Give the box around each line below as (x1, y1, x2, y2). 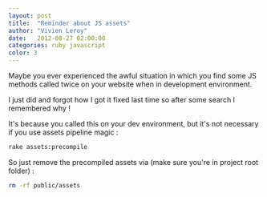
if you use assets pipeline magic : (8, 127, 119, 137)
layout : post (8, 11, 52, 20)
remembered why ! (8, 103, 71, 113)
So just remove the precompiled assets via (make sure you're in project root (8, 157, 259, 167)
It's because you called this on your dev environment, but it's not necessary (8, 119, 259, 128)
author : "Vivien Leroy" (8, 26, 88, 34)
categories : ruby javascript (8, 42, 106, 50)
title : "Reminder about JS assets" (8, 19, 131, 27)
